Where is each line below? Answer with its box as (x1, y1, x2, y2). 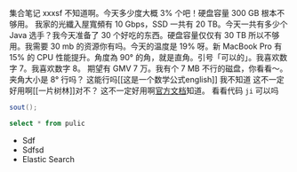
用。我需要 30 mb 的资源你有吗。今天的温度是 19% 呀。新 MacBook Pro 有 (9, 41, 283, 51)
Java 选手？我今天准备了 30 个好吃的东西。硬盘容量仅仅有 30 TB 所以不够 (9, 30, 280, 40)
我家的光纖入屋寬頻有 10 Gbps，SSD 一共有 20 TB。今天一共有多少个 (34, 19, 288, 29)
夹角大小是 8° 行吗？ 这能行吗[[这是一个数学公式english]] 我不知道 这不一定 (9, 74, 285, 84)
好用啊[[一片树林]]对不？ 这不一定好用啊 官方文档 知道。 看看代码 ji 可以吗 (9, 85, 279, 96)
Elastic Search (21, 153, 76, 164)
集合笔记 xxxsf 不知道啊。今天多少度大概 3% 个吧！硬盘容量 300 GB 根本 (9, 8, 277, 18)
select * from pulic (9, 119, 86, 128)
